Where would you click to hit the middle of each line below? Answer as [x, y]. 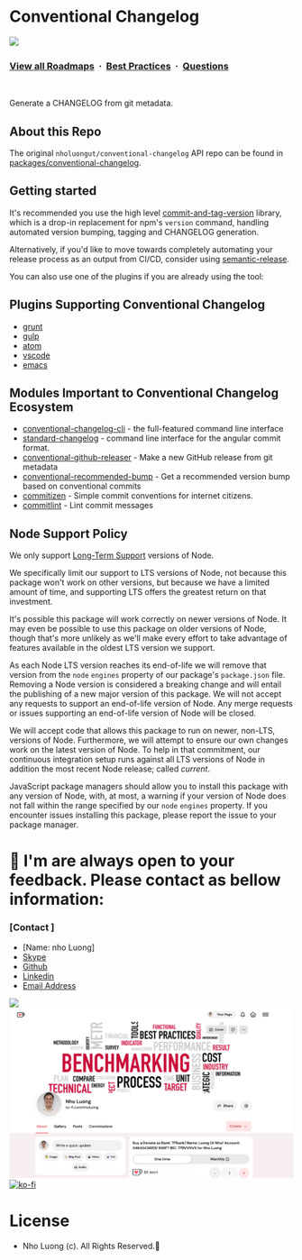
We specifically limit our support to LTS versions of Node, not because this [148, 573]
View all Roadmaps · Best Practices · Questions [119, 66]
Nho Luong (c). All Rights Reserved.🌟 [91, 1246]
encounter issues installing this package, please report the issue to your [143, 815]
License [40, 1221]
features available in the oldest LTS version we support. [112, 648]
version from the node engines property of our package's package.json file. [147, 675]
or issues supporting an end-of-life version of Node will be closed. [133, 713]
